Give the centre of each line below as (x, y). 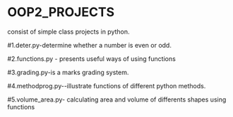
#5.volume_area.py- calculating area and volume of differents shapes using (117, 99)
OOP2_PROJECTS (61, 12)
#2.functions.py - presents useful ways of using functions (92, 58)
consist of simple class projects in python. (68, 32)
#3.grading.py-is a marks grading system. (68, 72)
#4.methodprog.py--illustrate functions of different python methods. (107, 85)
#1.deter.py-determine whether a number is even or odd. (89, 45)
